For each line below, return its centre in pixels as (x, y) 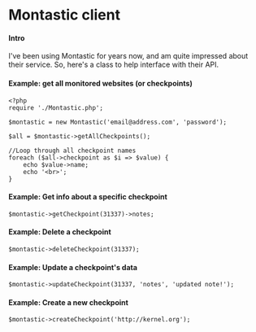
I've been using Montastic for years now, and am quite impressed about (128, 56)
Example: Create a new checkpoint (68, 302)
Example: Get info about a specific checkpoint (88, 197)
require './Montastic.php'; (56, 107)
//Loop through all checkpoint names (72, 151)
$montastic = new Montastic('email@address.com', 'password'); (118, 122)
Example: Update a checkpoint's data (73, 267)
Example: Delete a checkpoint (60, 232)
